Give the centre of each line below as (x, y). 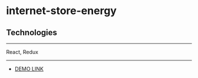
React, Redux (22, 52)
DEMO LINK (29, 69)
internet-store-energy (61, 11)
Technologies (32, 33)
